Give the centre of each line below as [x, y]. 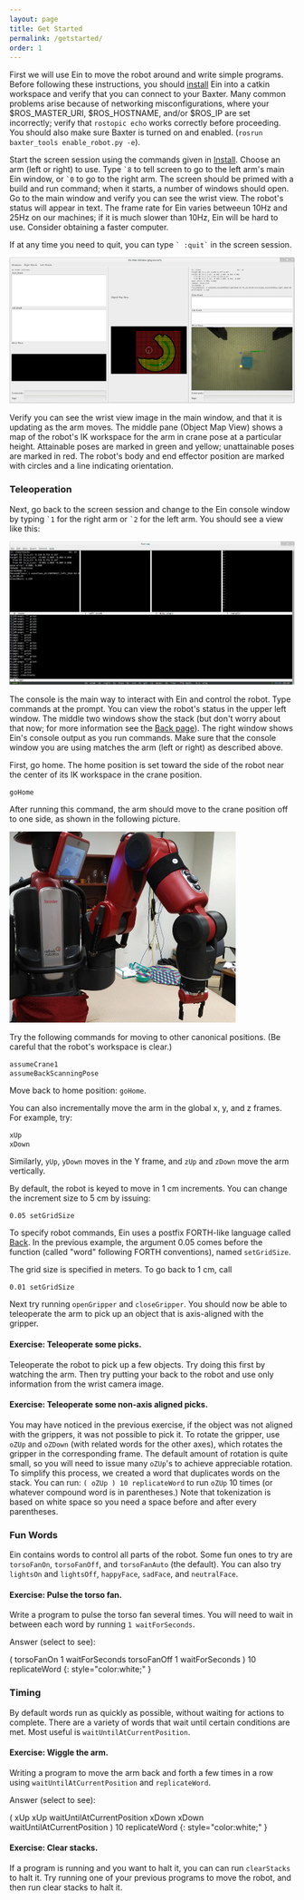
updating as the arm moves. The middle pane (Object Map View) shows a [146, 427]
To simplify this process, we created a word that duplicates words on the [145, 1473]
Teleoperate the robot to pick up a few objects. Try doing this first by [137, 1364]
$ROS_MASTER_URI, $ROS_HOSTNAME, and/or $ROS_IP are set [130, 113]
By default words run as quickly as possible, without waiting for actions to [147, 1712]
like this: [25, 528]
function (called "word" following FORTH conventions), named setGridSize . [150, 1252]
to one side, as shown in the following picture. [95, 819]
